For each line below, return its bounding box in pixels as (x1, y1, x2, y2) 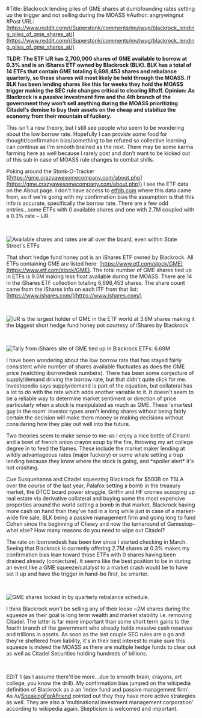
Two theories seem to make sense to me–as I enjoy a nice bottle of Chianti (6, 432, 191, 439)
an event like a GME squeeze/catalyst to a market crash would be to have (6, 564, 188, 571)
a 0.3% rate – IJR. (6, 213, 50, 219)
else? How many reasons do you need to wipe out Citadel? (20, 527, 165, 534)
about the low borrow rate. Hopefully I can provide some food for (6, 130, 168, 138)
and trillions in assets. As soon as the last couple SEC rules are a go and (6, 631, 185, 637)
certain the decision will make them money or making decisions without (6, 414, 183, 421)
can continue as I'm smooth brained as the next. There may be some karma (6, 144, 194, 150)
